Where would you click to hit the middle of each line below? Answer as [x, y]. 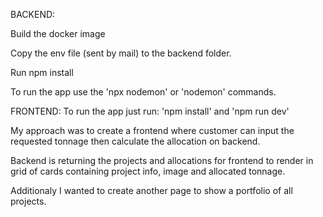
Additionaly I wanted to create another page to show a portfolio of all [151, 190]
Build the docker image [58, 33]
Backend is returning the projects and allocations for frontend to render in [162, 160]
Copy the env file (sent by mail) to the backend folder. [121, 53]
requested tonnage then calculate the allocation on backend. [135, 141]
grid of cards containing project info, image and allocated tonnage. [148, 171]
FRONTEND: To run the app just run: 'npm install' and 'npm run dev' [150, 111]
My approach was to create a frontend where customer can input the [152, 130]
